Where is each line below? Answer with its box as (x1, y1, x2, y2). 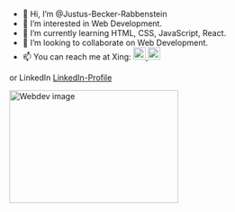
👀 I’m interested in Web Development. (22, 18, 162, 29)
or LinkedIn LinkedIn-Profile (9, 72, 113, 83)
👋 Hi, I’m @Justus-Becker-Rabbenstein (22, 9, 167, 19)
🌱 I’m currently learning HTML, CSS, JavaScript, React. (22, 28, 227, 38)
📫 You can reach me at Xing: (22, 51, 132, 62)
